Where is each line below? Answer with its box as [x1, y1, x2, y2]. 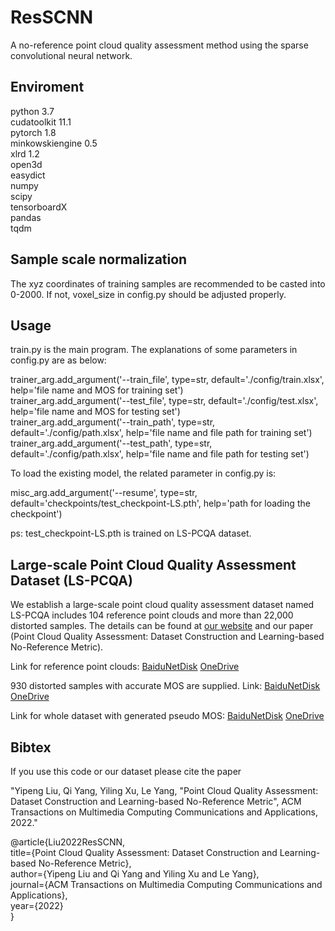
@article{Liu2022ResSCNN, [10, 836, 126, 848]
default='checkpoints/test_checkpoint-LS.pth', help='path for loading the [10, 497, 311, 510]
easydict [10, 169, 46, 181]
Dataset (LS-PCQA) [10, 572, 133, 589]
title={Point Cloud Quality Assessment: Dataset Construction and [10, 847, 278, 858]
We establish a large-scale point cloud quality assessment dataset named [10, 599, 315, 611]
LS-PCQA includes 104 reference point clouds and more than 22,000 [10, 609, 294, 621]
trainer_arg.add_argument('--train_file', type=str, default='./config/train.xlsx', [10, 374, 325, 386]
